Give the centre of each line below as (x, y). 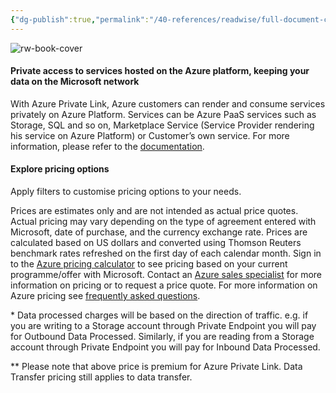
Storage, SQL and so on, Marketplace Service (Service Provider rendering (162, 125)
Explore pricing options (60, 169)
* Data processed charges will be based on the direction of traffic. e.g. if (159, 315)
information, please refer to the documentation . (107, 146)
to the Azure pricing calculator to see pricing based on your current (149, 264)
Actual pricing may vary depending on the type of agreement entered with (163, 222)
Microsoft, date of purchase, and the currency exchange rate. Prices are (159, 232)
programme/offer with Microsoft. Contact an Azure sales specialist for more (166, 275)
